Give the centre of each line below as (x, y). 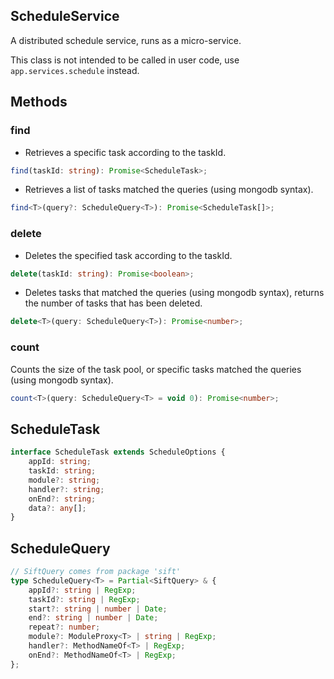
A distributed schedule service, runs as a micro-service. (126, 40)
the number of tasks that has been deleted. (113, 303)
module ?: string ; (64, 480)
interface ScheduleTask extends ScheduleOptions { (118, 452)
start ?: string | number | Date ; (98, 609)
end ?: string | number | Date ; (93, 618)
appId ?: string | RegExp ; (82, 590)
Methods (39, 102)
